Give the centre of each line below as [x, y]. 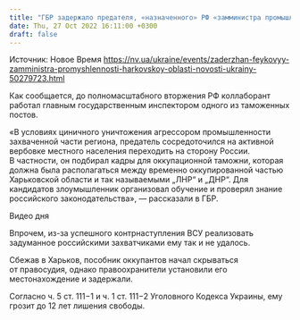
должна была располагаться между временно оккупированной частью [146, 170]
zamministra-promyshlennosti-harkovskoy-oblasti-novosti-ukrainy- [133, 69]
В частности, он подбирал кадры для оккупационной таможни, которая [146, 161]
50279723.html [37, 79]
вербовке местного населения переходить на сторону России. [130, 151]
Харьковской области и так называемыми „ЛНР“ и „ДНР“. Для [129, 180]
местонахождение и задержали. [71, 279]
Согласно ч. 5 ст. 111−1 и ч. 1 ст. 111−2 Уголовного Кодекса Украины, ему [146, 297]
